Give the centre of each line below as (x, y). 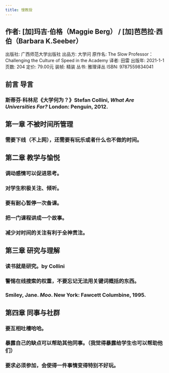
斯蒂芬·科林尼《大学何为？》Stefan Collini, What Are (70, 100)
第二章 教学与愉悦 (33, 158)
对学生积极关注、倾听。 (34, 189)
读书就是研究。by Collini (35, 266)
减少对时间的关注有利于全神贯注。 (47, 233)
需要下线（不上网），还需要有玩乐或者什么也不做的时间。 (74, 140)
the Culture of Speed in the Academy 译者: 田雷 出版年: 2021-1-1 (98, 61)
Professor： (141, 54)
